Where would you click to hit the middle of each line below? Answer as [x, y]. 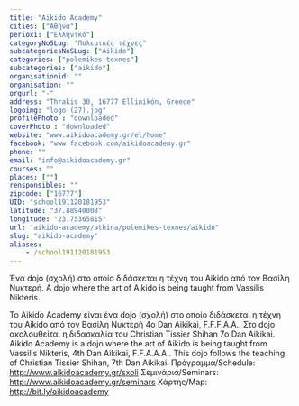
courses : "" [32, 169]
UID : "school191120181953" [60, 203]
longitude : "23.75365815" [58, 219]
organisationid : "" [46, 77]
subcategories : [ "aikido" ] [60, 69]
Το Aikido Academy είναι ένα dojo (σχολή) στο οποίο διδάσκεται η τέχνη [145, 315]
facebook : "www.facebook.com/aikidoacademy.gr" [100, 143]
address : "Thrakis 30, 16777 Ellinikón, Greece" [102, 101]
